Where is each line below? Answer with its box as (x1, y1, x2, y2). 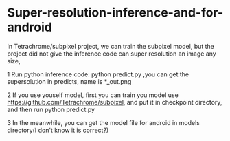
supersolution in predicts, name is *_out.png (7, 77, 132, 85)
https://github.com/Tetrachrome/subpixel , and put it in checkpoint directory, (7, 98, 222, 106)
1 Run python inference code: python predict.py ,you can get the (7, 70, 189, 78)
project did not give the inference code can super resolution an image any (7, 50, 216, 58)
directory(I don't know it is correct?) (7, 126, 109, 134)
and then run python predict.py (7, 105, 95, 113)
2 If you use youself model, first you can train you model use (7, 91, 179, 99)
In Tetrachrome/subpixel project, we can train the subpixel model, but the (7, 42, 215, 50)
